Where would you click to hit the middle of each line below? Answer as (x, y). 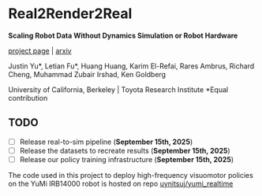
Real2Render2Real (70, 14)
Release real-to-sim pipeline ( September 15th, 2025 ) (106, 142)
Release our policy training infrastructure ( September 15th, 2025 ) (127, 159)
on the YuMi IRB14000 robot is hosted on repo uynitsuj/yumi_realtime (121, 183)
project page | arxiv (40, 50)
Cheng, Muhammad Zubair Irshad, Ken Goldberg (87, 74)
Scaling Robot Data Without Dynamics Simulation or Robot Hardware (123, 35)
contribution (28, 98)
